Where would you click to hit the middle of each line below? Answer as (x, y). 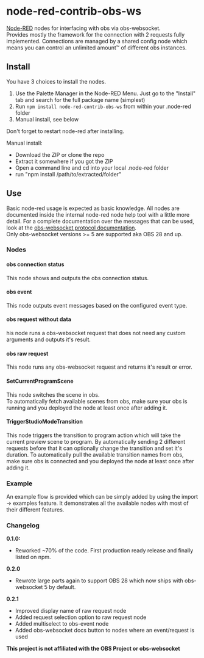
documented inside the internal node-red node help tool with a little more (98, 214)
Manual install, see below (47, 119)
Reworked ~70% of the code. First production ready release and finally (104, 551)
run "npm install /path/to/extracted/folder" (68, 174)
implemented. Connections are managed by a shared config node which (97, 41)
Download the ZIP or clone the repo (60, 154)
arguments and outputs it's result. (49, 339)
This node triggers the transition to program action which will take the (94, 435)
